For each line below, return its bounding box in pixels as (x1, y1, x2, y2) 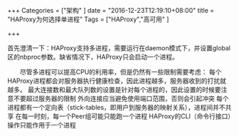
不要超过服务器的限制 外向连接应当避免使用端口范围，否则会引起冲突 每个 (13, 94, 229, 103)
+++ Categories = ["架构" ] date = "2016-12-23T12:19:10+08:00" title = (7, 6, 215, 14)
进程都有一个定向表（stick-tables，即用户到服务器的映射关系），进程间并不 (7, 103, 225, 111)
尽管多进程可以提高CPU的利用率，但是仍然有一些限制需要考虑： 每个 (20, 68, 222, 76)
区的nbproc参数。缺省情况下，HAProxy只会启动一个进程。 (7, 52, 179, 61)
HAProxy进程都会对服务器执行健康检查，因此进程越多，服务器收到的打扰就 (7, 76, 226, 85)
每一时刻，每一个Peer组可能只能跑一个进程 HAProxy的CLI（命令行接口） (21, 112, 231, 120)
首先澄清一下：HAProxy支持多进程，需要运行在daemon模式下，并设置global (7, 44, 231, 52)
